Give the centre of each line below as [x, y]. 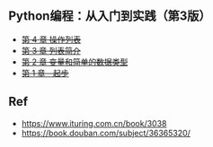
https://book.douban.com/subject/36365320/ [106, 133]
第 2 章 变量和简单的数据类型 [75, 62]
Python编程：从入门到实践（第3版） [110, 16]
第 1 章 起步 [45, 73]
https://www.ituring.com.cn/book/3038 [94, 123]
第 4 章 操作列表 [51, 39]
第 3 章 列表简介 [51, 50]
